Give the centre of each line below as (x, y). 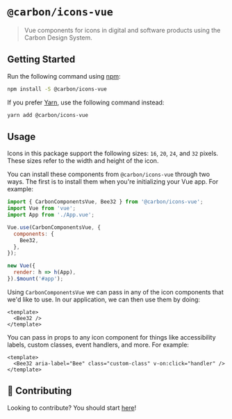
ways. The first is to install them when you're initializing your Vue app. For (113, 182)
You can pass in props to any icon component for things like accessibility (112, 337)
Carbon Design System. (58, 38)
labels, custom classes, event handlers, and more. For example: (98, 345)
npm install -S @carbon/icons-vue (57, 89)
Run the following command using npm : (64, 76)
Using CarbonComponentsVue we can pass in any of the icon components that (115, 292)
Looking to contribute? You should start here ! (72, 408)
